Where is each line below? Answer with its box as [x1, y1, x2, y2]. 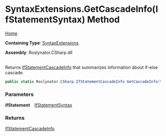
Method [87, 14, 120, 25]
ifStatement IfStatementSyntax [5, 102, 73, 108]
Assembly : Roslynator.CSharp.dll [5, 49, 73, 55]
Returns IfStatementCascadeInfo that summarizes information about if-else [5, 64, 158, 70]
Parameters [5, 91, 34, 97]
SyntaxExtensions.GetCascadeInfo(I [5, 3, 158, 15]
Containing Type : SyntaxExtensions [5, 40, 79, 45]
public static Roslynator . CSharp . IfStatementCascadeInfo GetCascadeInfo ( [5, 79, 161, 84]
